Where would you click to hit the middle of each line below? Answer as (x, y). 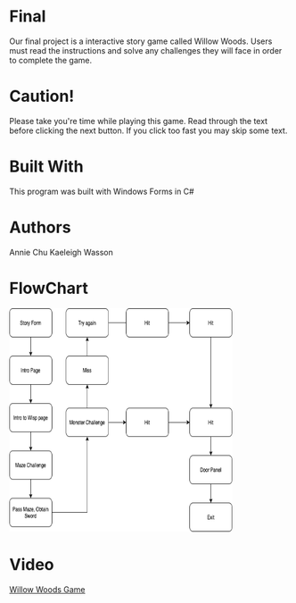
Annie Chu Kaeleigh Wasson (61, 252)
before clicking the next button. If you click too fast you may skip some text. (148, 130)
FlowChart (49, 288)
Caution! (42, 96)
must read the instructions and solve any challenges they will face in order (146, 50)
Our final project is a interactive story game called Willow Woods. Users (141, 41)
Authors (40, 227)
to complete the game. (50, 60)
